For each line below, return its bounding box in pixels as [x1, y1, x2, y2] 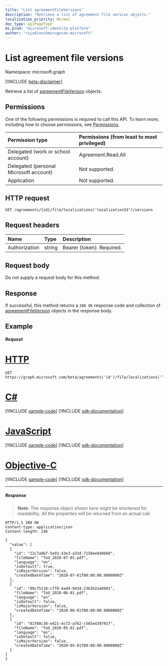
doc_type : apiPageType [5, 21, 52, 27]
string [44, 244, 58, 251]
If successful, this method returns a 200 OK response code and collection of [5, 302, 161, 308]
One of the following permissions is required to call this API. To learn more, [5, 116, 159, 122]
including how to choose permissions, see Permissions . [5, 121, 120, 127]
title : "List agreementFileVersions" [5, 7, 84, 13]
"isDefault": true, [14, 564, 55, 569]
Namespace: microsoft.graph [5, 69, 65, 75]
